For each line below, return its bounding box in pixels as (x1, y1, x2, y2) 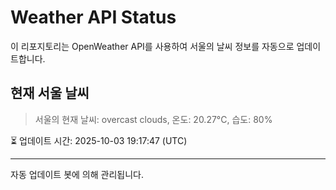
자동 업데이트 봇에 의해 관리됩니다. (10, 168, 144, 180)
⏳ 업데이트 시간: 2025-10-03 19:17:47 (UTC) (10, 134, 188, 146)
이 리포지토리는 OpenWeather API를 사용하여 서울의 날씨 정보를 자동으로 (10, 40, 295, 52)
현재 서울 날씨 (10, 85, 90, 102)
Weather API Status (10, 6, 177, 29)
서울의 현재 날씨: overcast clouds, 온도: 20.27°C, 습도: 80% (34, 113, 273, 125)
